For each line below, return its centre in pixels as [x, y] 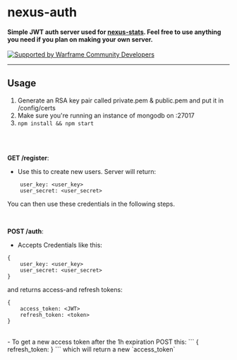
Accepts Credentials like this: [60, 245]
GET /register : [28, 158]
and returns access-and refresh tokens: [65, 289]
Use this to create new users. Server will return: [87, 171]
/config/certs [37, 108]
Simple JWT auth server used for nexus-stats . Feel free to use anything [114, 32]
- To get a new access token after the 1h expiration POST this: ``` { [103, 342]
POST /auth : [25, 231]
